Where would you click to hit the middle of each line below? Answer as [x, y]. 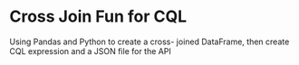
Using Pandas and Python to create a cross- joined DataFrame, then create [149, 42]
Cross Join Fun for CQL [98, 17]
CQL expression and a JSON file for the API [91, 51]
